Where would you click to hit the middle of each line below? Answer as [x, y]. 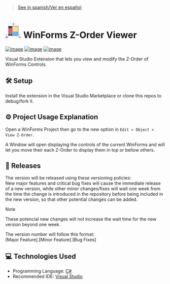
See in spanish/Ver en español [49, 7]
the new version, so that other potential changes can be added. [72, 199]
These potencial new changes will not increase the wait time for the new [81, 219]
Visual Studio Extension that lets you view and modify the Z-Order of [77, 59]
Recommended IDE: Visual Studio [47, 276]
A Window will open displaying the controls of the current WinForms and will [85, 145]
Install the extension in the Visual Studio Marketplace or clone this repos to [83, 95]
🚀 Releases [23, 166]
